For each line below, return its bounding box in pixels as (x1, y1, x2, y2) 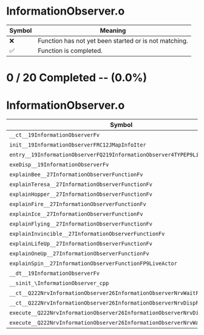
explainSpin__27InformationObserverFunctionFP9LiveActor (9, 260, 177, 267)
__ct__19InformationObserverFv (9, 132, 100, 139)
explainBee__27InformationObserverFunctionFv (9, 171, 143, 178)
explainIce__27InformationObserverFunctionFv (9, 211, 143, 218)
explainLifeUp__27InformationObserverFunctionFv (9, 240, 153, 247)
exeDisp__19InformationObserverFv (9, 161, 109, 168)
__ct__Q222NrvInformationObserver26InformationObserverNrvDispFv (9, 300, 202, 306)
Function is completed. (37, 46, 103, 55)
